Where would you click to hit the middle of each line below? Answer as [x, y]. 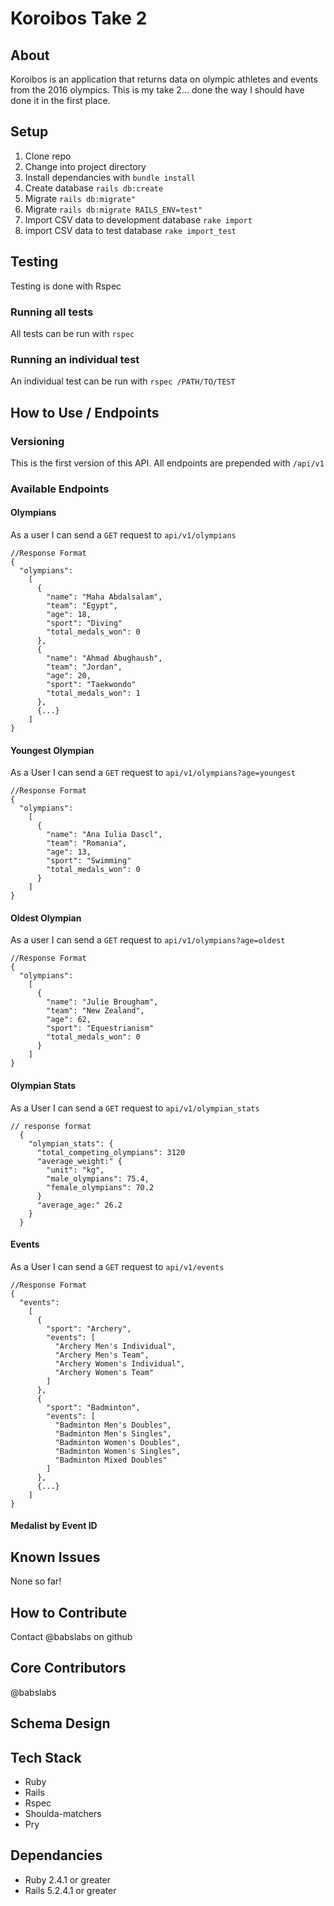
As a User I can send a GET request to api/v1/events [117, 1266]
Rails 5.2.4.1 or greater [70, 1890]
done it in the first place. [60, 100]
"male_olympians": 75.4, [98, 1178]
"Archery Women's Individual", [120, 1363]
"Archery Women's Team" [104, 1372]
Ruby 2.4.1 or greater [68, 1879]
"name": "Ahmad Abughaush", [104, 658]
